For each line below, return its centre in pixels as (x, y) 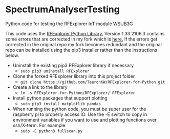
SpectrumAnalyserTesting (63, 9)
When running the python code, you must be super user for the (79, 109)
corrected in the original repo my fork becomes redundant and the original (84, 44)
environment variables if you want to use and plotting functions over (85, 120)
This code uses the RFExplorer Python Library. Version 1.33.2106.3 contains (85, 33)
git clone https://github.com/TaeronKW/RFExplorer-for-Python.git (93, 82)
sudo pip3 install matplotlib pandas (61, 104)
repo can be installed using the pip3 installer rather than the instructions (81, 50)
